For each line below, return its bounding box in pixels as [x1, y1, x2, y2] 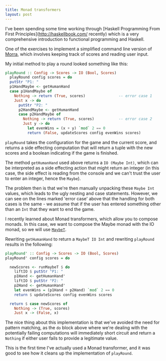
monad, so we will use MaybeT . [5, 226, 67, 232]
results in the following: [5, 241, 53, 247]
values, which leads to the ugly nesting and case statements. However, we [5, 190, 158, 196]
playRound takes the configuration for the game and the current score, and [5, 139, 157, 145]
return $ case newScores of [9, 301, 68, 306]
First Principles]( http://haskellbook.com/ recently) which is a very [5, 31, 139, 37]
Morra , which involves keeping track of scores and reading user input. [5, 51, 149, 57]
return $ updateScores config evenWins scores [14, 292, 112, 297]
